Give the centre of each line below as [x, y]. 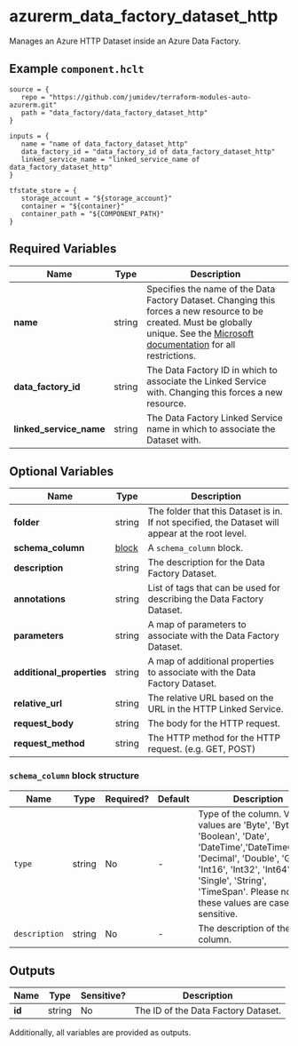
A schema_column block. [196, 548]
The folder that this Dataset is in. [215, 511]
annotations [40, 599]
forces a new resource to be [205, 311]
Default [173, 799]
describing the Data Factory [206, 599]
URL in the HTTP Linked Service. [216, 709]
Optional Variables [61, 471]
